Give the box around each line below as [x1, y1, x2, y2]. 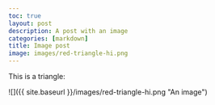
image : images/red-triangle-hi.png [8, 49, 129, 57]
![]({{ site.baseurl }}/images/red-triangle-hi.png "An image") [8, 87, 208, 97]
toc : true [8, 11, 42, 20]
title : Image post [8, 42, 70, 50]
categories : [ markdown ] [8, 34, 89, 43]
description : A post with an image [8, 27, 129, 35]
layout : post [8, 19, 53, 27]
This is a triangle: [8, 72, 66, 81]
